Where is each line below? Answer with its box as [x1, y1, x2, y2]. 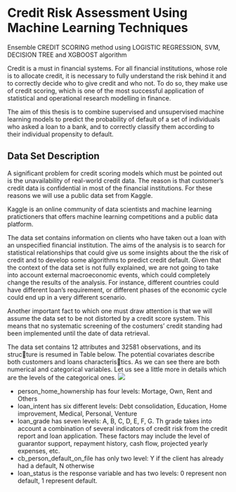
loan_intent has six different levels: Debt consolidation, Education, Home [17, 401, 227, 410]
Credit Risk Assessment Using [7, 5, 188, 21]
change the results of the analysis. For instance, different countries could [7, 278, 219, 286]
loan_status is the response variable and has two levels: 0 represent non [17, 469, 227, 477]
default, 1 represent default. [17, 476, 98, 485]
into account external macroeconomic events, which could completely [7, 270, 211, 279]
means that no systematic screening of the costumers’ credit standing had [7, 321, 223, 330]
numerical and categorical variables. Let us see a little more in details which [7, 365, 227, 373]
